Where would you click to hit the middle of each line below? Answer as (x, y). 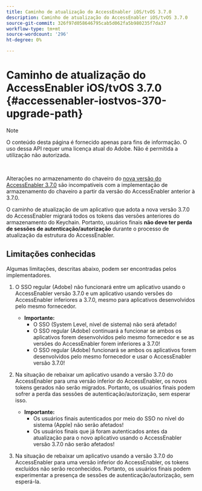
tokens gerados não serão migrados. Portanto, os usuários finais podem (105, 387)
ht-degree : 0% (24, 40)
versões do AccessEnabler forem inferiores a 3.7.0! (96, 343)
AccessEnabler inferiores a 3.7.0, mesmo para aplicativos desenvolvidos (105, 299)
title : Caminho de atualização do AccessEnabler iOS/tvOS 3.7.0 (89, 12)
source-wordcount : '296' (37, 34)
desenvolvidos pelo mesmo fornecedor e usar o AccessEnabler (112, 356)
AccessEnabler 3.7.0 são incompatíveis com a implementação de (87, 184)
